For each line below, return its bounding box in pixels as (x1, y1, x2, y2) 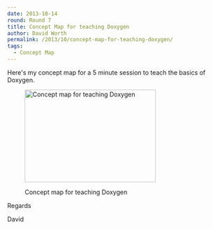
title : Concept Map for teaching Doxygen (7, 23, 130, 30)
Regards (7, 201, 31, 209)
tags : (7, 43, 23, 50)
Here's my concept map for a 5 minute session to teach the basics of (7, 68, 206, 77)
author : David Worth (7, 29, 68, 37)
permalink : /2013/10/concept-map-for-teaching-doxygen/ (7, 36, 173, 43)
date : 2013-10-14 (7, 10, 58, 17)
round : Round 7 (7, 17, 52, 24)
